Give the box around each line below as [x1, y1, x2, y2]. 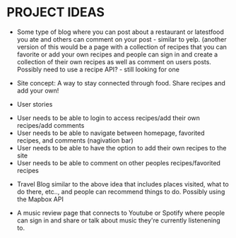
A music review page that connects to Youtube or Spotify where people [16, 208, 225, 217]
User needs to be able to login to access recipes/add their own [16, 114, 201, 122]
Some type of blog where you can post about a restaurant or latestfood [16, 28, 224, 36]
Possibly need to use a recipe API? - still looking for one [16, 65, 179, 73]
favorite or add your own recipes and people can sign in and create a [16, 50, 218, 59]
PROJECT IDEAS [6, 4, 105, 20]
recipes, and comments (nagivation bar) [16, 136, 134, 145]
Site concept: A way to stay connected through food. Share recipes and [16, 78, 225, 87]
